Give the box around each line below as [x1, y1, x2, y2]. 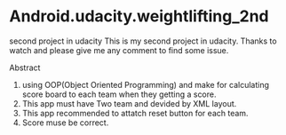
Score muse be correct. [21, 117, 109, 128]
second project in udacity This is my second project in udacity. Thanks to [9, 36, 277, 46]
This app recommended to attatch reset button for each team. [21, 107, 249, 118]
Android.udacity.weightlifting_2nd [9, 6, 269, 27]
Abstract [9, 62, 41, 73]
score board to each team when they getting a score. [21, 89, 217, 99]
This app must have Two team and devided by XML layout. [21, 98, 237, 108]
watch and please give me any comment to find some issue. [9, 44, 229, 55]
